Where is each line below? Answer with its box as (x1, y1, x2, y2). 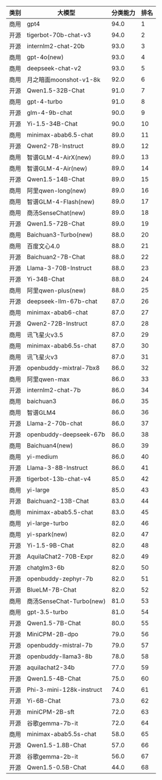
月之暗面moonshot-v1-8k (27, 76, 101, 83)
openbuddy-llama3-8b (27, 652, 93, 660)
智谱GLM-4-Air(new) (27, 165, 88, 172)
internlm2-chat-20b (27, 42, 85, 50)
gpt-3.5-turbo (27, 608, 69, 616)
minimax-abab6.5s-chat (27, 341, 96, 350)
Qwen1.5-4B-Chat (27, 675, 81, 682)
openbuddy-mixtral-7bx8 (27, 364, 100, 372)
